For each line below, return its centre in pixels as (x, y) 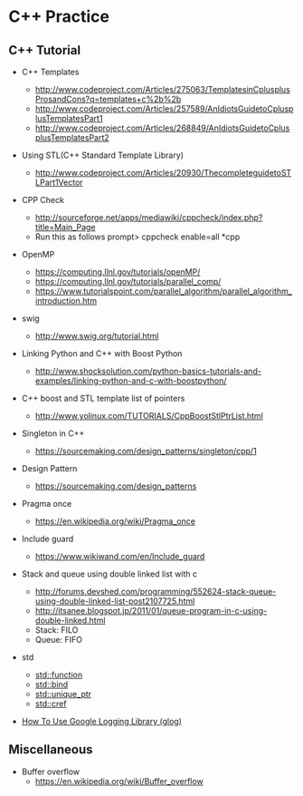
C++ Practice (59, 17)
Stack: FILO (57, 630)
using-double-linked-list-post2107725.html (115, 601)
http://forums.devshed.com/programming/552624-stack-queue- (156, 592)
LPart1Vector (59, 182)
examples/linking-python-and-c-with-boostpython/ (131, 381)
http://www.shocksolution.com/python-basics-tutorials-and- (148, 371)
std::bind (52, 684)
